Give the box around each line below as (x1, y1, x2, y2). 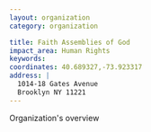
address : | (9, 71, 50, 81)
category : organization (9, 22, 99, 31)
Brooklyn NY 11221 (17, 87, 87, 97)
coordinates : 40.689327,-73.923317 (9, 63, 143, 72)
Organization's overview (9, 112, 100, 123)
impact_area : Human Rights (9, 46, 111, 55)
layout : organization (9, 13, 91, 22)
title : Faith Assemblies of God (9, 38, 130, 47)
